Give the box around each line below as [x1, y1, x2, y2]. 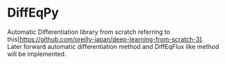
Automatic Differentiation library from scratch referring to [7, 28, 171, 36]
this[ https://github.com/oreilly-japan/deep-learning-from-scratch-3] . [7, 35, 204, 43]
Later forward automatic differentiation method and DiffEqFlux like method [7, 42, 220, 50]
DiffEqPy [7, 5, 59, 21]
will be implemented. [7, 50, 67, 58]
